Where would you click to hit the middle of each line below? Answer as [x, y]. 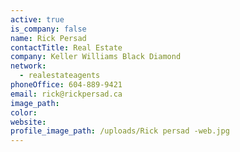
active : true [37, 19]
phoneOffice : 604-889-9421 [66, 85]
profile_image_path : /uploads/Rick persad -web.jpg [120, 131]
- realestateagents [60, 76]
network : [28, 66]
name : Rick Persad [48, 38]
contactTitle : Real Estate [66, 47]
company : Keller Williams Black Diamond [96, 57]
